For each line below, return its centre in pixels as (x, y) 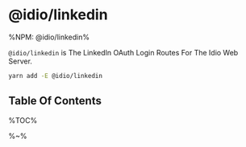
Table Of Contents (55, 101)
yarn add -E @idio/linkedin (56, 76)
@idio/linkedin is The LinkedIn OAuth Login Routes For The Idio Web (123, 52)
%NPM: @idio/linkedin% (49, 37)
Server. (20, 61)
